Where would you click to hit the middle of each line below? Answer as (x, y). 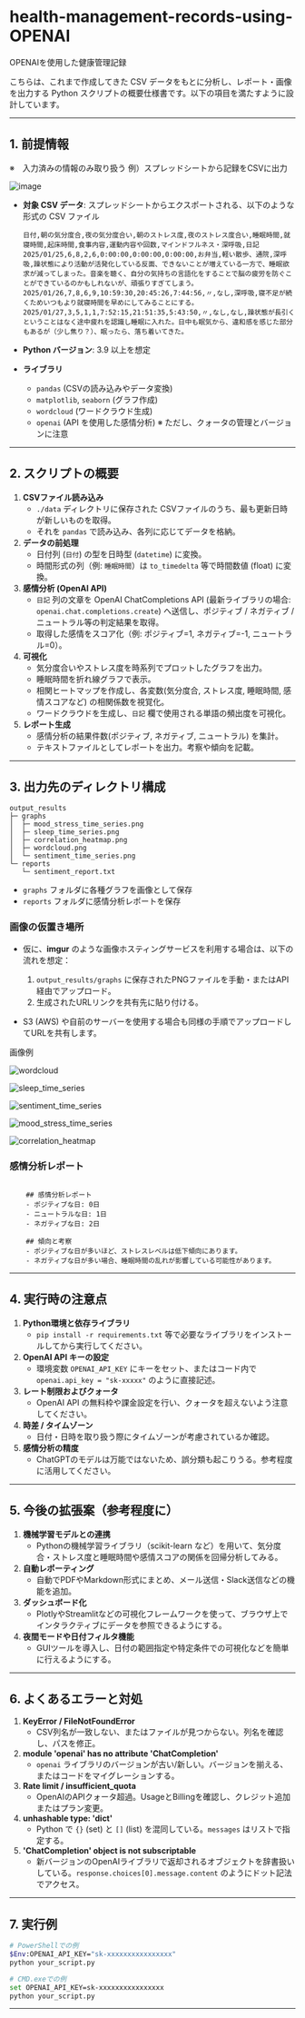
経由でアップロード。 (76, 990)
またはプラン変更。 (72, 1808)
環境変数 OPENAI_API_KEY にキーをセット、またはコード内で (146, 1368)
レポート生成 (46, 724)
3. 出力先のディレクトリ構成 (88, 786)
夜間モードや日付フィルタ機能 (78, 1636)
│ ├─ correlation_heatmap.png (69, 840)
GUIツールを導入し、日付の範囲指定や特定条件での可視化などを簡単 (162, 1647)
